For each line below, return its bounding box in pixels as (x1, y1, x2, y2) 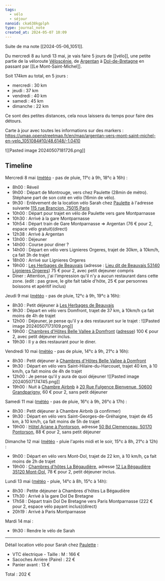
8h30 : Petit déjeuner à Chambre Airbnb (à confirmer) (12, 408, 121, 414)
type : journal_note (5, 26, 45, 30)
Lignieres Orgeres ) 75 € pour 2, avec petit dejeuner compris (12, 267, 134, 273)
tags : (5, 7, 16, 12)
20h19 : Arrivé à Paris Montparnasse (12, 508, 86, 514)
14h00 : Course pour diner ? (12, 241, 69, 247)
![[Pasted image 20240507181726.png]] (5, 148, 85, 153)
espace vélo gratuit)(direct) (12, 226, 68, 232)
